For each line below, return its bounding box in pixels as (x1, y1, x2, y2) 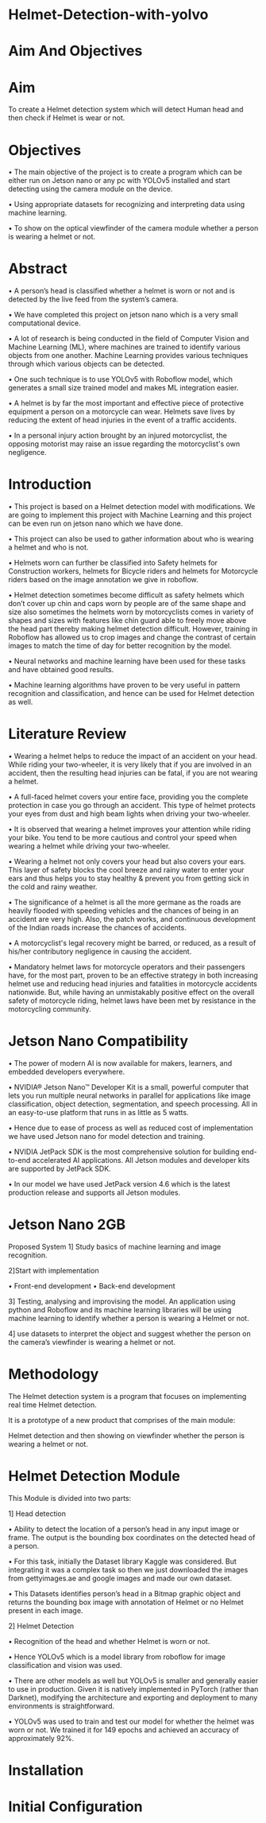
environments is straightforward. (8, 1701, 115, 1711)
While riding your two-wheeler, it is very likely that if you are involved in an (8, 760, 252, 769)
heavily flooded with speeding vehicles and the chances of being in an (8, 906, 240, 915)
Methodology (8, 1366, 99, 1383)
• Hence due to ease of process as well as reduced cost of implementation (8, 1123, 254, 1133)
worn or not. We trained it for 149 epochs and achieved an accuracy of (8, 1724, 240, 1735)
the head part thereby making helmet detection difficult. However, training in (8, 624, 258, 634)
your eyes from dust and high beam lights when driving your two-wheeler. (8, 809, 251, 818)
